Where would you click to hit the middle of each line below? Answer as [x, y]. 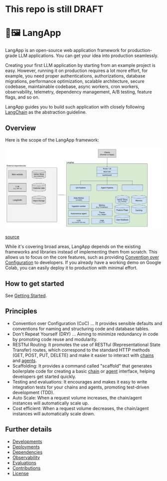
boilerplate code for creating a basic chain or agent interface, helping [84, 371]
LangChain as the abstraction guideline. [46, 112]
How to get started [35, 283]
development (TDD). [33, 392]
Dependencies [27, 452]
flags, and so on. [22, 97]
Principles [21, 311]
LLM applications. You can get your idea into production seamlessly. [88, 55]
